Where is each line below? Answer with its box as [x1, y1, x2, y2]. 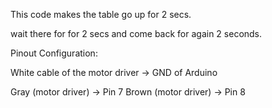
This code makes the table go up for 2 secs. [10, 9, 192, 20]
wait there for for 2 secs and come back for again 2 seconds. [10, 28, 263, 39]
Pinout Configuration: [10, 47, 98, 59]
